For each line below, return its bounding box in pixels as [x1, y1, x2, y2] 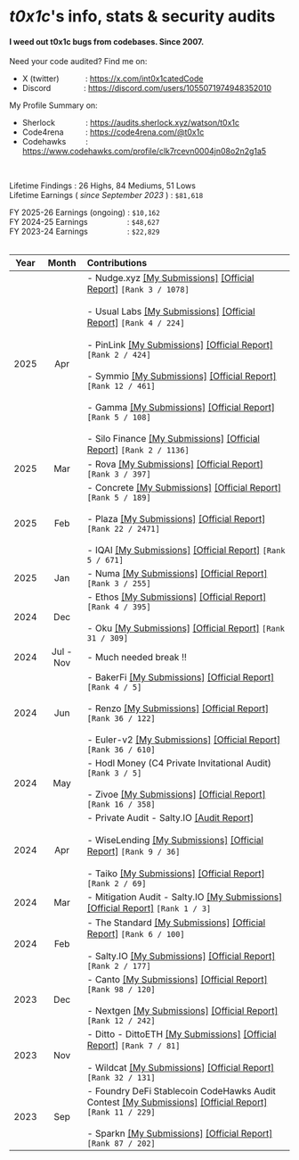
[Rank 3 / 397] [86, 469, 151, 479]
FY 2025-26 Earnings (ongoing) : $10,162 [9, 207, 160, 218]
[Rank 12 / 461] [86, 381, 156, 392]
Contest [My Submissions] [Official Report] [86, 1096, 268, 1108]
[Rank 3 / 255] [86, 578, 151, 589]
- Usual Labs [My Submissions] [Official [86, 305, 255, 318]
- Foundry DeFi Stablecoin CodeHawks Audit [86, 1085, 276, 1098]
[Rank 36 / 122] [86, 714, 156, 724]
